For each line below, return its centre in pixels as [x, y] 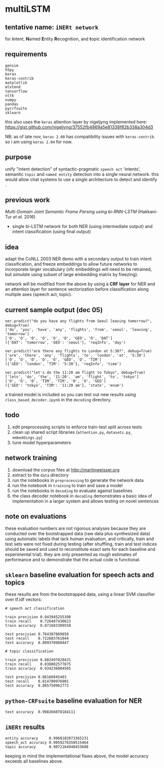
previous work [27, 200]
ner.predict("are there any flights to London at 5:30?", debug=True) [79, 351]
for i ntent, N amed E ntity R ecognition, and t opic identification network [75, 39]
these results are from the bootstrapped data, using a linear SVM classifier [80, 595]
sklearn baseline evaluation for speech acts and [80, 575]
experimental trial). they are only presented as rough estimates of [71, 554]
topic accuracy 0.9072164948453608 [47, 747]
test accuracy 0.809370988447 [37, 643]
